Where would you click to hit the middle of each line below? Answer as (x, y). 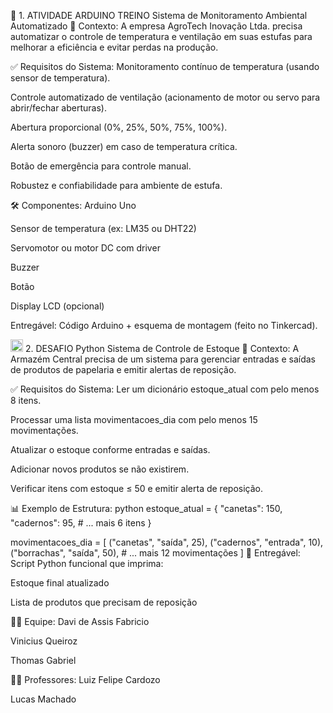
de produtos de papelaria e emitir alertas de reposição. (123, 369)
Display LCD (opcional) (57, 306)
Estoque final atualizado (60, 583)
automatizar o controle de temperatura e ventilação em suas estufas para (161, 36)
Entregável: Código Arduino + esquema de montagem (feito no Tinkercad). (164, 325)
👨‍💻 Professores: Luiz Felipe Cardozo (85, 679)
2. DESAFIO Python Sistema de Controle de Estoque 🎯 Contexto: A (162, 348)
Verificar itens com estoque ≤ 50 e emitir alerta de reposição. (136, 488)
